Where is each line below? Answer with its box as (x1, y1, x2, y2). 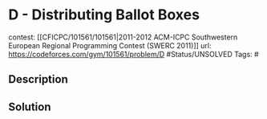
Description (8, 72, 68, 86)
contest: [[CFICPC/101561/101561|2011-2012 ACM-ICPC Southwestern (8, 32, 238, 42)
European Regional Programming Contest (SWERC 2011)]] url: (8, 40, 212, 50)
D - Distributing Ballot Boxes (8, 6, 200, 24)
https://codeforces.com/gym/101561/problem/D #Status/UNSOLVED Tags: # (8, 49, 259, 59)
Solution (8, 100, 51, 113)
